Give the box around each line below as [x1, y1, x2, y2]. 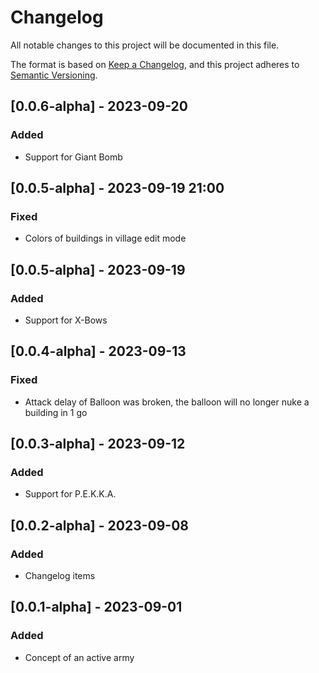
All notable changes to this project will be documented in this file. [10, 39, 280, 51]
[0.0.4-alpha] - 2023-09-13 [10, 343, 187, 360]
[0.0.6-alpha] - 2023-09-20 [10, 98, 188, 115]
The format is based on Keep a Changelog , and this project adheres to [10, 58, 300, 70]
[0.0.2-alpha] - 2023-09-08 [10, 517, 189, 534]
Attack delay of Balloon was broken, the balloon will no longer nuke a [24, 396, 310, 408]
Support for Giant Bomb [24, 151, 123, 163]
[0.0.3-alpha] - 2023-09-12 [10, 436, 186, 453]
